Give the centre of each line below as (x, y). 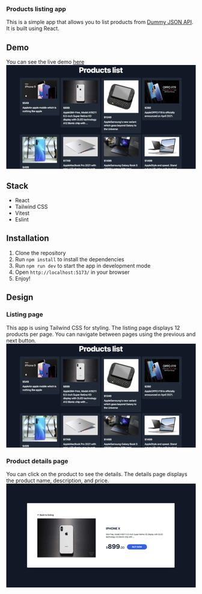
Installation (28, 239)
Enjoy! (23, 278)
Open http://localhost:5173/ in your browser (72, 272)
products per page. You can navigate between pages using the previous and (101, 334)
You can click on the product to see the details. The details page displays (97, 474)
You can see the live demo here (45, 62)
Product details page (37, 461)
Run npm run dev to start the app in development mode (83, 265)
